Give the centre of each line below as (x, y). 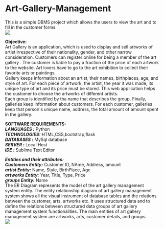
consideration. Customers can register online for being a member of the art (81, 57)
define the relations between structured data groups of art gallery (71, 206)
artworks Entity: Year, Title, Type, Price (45, 175)
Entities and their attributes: (35, 159)
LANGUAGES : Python (28, 129)
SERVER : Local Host (26, 144)
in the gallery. (19, 114)
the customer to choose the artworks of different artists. (62, 93)
